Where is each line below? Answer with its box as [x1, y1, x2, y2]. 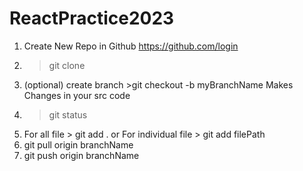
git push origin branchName [23, 149, 140, 161]
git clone [48, 59, 86, 71]
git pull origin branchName [23, 138, 134, 151]
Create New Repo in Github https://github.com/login [23, 40, 239, 52]
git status [48, 108, 88, 121]
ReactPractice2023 [9, 7, 175, 30]
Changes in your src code [23, 89, 131, 101]
